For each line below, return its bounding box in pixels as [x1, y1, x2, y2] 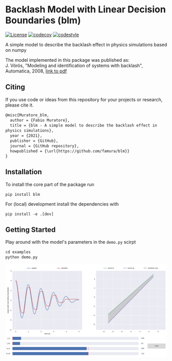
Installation [5, 168, 42, 176]
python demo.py [5, 255, 38, 260]
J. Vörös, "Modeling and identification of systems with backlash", [5, 62, 143, 68]
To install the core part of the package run [5, 181, 94, 187]
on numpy [5, 47, 27, 53]
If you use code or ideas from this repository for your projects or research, [5, 96, 163, 102]
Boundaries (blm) [5, 14, 81, 26]
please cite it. [5, 102, 34, 108]
